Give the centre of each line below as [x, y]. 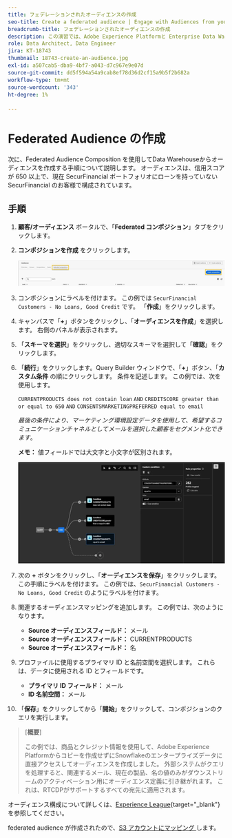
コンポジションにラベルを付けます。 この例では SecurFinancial [107, 298]
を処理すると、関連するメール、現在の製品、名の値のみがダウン [115, 773]
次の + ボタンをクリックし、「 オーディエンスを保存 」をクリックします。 [119, 575]
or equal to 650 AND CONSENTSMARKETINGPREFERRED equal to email [110, 407]
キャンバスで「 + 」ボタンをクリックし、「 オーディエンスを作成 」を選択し [121, 321]
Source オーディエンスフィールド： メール [88, 631]
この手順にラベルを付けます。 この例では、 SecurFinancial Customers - [119, 584]
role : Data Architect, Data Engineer [62, 44]
